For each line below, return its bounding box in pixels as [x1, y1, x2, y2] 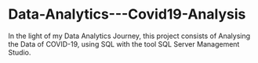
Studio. [8, 47, 31, 57]
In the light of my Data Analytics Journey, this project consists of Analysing [8, 31, 251, 40]
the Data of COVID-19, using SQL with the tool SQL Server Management [8, 39, 240, 48]
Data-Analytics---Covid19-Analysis [8, 5, 246, 23]
